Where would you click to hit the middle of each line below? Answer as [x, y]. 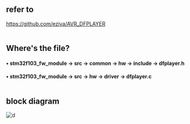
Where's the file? [38, 48]
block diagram [33, 101]
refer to [20, 10]
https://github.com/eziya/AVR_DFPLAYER [56, 23]
